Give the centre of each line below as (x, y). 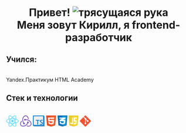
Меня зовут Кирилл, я (73, 25)
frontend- (156, 25)
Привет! (50, 13)
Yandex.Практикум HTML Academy (50, 80)
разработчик (99, 38)
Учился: (21, 59)
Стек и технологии (42, 98)
